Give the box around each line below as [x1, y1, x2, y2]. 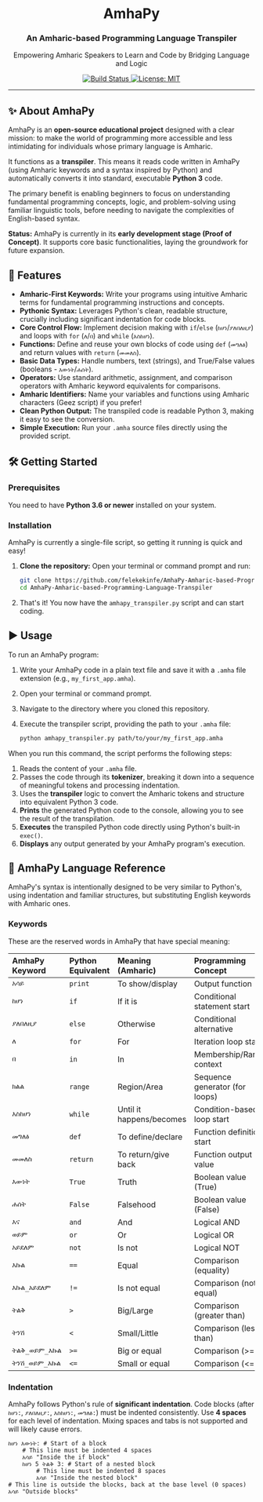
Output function [194, 978, 252, 989]
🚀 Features [8, 269, 62, 282]
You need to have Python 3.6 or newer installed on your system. [8, 500, 217, 510]
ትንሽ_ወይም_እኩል [12, 1359, 61, 1368]
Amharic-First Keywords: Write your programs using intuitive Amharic [19, 290, 248, 299]
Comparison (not [194, 1277, 257, 1288]
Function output [194, 1149, 253, 1160]
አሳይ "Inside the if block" [22, 1453, 110, 1461]
